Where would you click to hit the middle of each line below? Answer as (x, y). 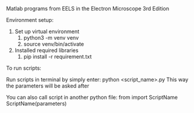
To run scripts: (24, 68)
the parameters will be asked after (48, 86)
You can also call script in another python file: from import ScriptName (92, 97)
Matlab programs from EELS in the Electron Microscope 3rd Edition (88, 9)
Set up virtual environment (47, 31)
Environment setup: (30, 20)
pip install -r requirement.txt (58, 56)
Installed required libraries (46, 50)
